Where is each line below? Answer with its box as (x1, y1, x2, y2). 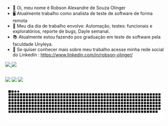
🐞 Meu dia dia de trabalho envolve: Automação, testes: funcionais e (12, 23, 152, 29)
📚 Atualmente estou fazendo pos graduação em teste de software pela (12, 34, 161, 40)
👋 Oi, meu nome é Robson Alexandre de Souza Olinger (12, 5, 126, 11)
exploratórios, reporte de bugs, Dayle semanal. (12, 28, 110, 34)
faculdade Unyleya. (12, 41, 53, 47)
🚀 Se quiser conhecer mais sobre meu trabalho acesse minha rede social (12, 47, 164, 52)
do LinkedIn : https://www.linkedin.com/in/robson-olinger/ (12, 52, 133, 58)
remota (12, 18, 28, 24)
